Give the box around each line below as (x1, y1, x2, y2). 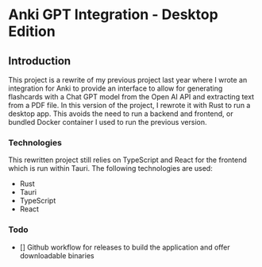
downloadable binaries (19, 250, 94, 260)
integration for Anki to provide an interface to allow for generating (8, 83, 223, 93)
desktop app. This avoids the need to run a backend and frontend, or (8, 109, 233, 118)
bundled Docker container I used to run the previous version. (8, 118, 207, 126)
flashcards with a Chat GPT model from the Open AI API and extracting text (8, 92, 255, 101)
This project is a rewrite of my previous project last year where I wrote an (8, 75, 248, 84)
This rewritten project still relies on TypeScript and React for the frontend (8, 155, 248, 164)
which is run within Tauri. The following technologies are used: (8, 164, 213, 173)
